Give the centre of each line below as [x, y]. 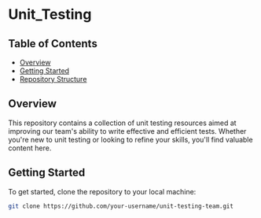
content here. [30, 148]
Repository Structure [53, 79]
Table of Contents [53, 44]
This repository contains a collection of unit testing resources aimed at [123, 123]
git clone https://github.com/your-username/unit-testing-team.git [121, 206]
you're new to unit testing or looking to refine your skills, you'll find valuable [130, 139]
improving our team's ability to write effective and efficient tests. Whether [127, 131]
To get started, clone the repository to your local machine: [102, 191]
